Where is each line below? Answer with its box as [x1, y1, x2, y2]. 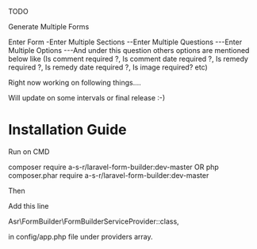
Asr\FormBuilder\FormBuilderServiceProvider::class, [8, 217, 180, 226]
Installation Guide [8, 121, 127, 139]
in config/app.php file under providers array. [8, 232, 153, 241]
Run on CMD [8, 146, 50, 157]
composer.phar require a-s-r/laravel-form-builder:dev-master [8, 170, 209, 180]
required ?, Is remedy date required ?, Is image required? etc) [8, 62, 208, 72]
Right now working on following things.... [8, 78, 141, 87]
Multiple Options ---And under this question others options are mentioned [8, 46, 250, 55]
